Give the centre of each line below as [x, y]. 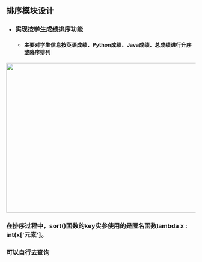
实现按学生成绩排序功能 [49, 29]
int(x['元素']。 [27, 235]
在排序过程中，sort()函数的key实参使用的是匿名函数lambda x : [97, 226]
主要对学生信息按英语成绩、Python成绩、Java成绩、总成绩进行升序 [108, 44]
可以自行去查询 [28, 252]
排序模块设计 [30, 11]
